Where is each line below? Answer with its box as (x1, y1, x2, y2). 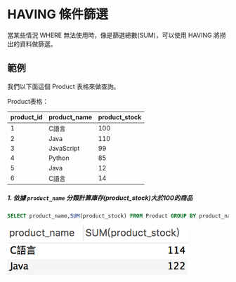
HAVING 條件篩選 (7, 6, 109, 22)
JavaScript (48, 145, 80, 152)
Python (48, 154, 70, 162)
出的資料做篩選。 (7, 39, 57, 48)
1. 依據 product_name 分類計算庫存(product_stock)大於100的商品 (7, 194, 193, 202)
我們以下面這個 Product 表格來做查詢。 (7, 82, 120, 90)
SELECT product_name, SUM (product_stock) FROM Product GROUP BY (7, 213, 197, 220)
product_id (10, 113, 44, 121)
